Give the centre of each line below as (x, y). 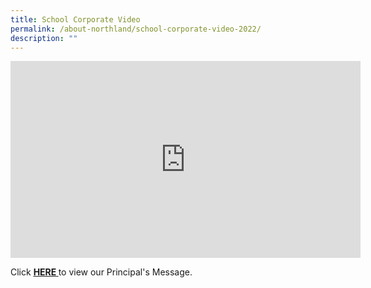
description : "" (44, 38)
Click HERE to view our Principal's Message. (101, 272)
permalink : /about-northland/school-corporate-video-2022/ (136, 29)
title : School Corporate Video (75, 19)
